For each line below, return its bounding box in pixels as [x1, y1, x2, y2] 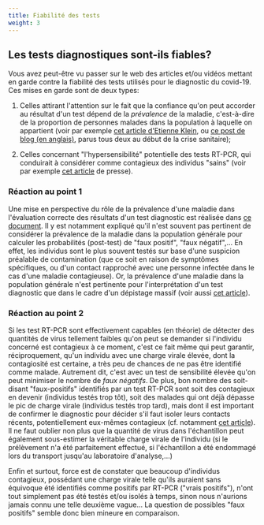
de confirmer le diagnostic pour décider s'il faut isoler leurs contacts [8, 409, 231, 419]
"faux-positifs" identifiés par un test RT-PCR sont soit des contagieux [30, 384, 255, 393]
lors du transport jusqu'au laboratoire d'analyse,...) [8, 451, 173, 460]
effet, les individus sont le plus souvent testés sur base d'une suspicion [8, 246, 240, 255]
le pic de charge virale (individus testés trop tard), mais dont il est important [8, 400, 255, 410]
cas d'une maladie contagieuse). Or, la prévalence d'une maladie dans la [8, 271, 244, 281]
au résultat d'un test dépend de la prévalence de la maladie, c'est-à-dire [19, 110, 255, 119]
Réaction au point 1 [8, 186, 83, 197]
